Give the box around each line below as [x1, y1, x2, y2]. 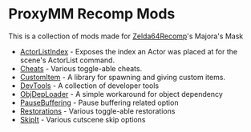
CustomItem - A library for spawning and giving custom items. [19, 72, 226, 82]
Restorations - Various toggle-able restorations [19, 106, 176, 116]
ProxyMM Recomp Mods [8, 5, 176, 23]
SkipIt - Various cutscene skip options [19, 114, 146, 124]
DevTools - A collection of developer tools [19, 81, 159, 90]
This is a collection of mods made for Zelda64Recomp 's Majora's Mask [8, 31, 244, 41]
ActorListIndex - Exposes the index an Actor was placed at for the [19, 46, 238, 56]
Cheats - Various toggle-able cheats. [19, 63, 143, 73]
